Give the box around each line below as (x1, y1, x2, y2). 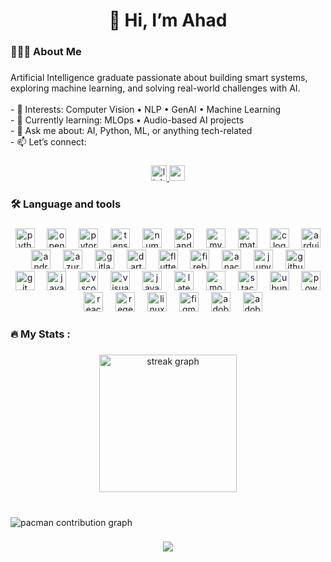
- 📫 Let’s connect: (10, 136, 87, 148)
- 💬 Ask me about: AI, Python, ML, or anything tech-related (10, 125, 253, 137)
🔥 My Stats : (10, 327, 71, 341)
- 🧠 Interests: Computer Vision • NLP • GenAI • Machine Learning (10, 104, 282, 116)
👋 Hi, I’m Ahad (108, 9, 228, 32)
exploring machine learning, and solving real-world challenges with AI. (10, 82, 301, 94)
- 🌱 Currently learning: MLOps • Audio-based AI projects (10, 114, 245, 126)
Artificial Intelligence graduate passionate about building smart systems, (10, 72, 308, 84)
